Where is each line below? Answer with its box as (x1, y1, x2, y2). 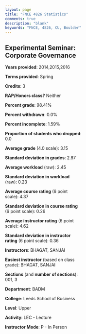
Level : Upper (5, 305, 32, 311)
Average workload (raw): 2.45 (5, 164, 67, 170)
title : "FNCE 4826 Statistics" (5, 12, 69, 17)
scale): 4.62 (5, 223, 29, 229)
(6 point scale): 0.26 (5, 208, 46, 214)
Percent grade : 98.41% (5, 102, 52, 108)
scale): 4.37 (5, 193, 29, 199)
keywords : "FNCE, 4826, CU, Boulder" (5, 25, 82, 30)
